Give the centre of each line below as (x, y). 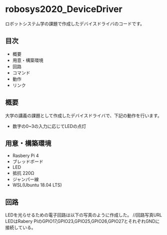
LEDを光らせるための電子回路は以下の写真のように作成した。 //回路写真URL (84, 215)
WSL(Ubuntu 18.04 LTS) (37, 185)
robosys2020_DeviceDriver (64, 9)
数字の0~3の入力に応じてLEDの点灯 (49, 126)
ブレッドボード (28, 161)
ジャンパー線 (25, 179)
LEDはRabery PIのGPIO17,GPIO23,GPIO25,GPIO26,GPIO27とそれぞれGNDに (82, 221)
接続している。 (20, 227)
